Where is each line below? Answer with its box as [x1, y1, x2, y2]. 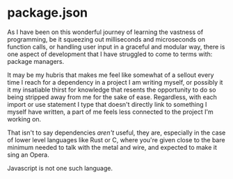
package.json [7, 5, 88, 21]
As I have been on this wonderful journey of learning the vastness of [7, 28, 204, 36]
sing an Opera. [7, 151, 50, 159]
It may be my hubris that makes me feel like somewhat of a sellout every [7, 71, 214, 79]
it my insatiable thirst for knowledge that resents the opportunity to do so [7, 85, 216, 94]
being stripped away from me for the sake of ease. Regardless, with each [7, 92, 218, 101]
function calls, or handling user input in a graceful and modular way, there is [7, 42, 225, 51]
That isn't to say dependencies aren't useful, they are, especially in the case [7, 128, 226, 137]
